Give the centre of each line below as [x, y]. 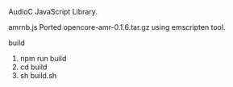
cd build [33, 67]
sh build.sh [38, 75]
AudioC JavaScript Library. [53, 12]
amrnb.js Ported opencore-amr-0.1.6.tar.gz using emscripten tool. [117, 27]
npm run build [43, 58]
